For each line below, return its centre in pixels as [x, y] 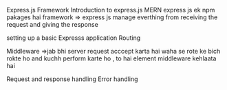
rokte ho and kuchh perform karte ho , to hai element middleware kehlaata [111, 58]
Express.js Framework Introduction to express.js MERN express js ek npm [111, 10]
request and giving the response [53, 24]
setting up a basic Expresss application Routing [74, 38]
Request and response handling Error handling [72, 79]
